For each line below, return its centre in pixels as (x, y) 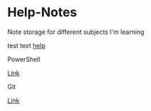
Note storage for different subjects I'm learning (76, 32)
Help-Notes (42, 12)
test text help (27, 45)
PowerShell (24, 59)
